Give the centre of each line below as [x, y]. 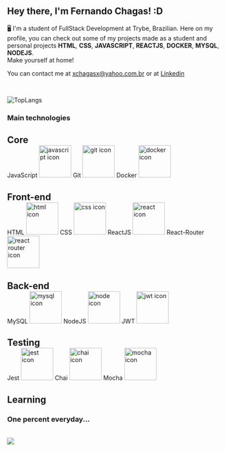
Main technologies [39, 117]
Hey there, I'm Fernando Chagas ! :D [85, 11]
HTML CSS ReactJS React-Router [106, 232]
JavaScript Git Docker [72, 175]
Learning [27, 399]
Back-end [29, 285]
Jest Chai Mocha [65, 378]
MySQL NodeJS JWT [71, 321]
